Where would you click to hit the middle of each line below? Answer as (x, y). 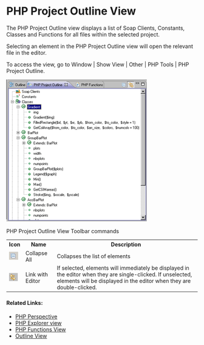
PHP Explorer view (38, 323)
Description (126, 245)
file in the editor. (27, 52)
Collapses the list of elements (93, 256)
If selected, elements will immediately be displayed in (123, 268)
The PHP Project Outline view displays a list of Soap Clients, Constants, (96, 28)
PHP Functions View (40, 329)
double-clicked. (77, 287)
